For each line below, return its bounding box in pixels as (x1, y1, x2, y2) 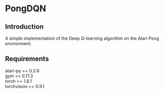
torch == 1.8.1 (5, 78, 32, 84)
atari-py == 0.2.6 (5, 68, 40, 73)
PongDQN (5, 3, 47, 14)
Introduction (5, 23, 44, 31)
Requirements (5, 55, 49, 63)
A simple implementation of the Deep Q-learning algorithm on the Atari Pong (5, 35, 159, 41)
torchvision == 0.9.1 (5, 83, 45, 89)
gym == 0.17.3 (5, 73, 33, 79)
